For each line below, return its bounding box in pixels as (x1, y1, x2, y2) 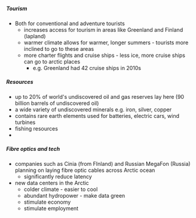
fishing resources (14, 125, 59, 132)
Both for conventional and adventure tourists (14, 20, 125, 27)
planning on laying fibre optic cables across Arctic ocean (14, 166, 155, 174)
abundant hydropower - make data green (23, 192, 125, 199)
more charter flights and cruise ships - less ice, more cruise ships (23, 52, 185, 59)
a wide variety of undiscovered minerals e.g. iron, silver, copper (14, 105, 172, 113)
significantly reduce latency (23, 172, 93, 180)
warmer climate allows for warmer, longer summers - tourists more (23, 39, 189, 46)
